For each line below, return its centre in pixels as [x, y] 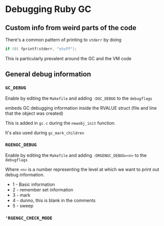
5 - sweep [23, 205]
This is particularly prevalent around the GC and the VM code [68, 58]
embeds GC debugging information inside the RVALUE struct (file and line [81, 108]
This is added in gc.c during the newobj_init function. [60, 123]
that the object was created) [34, 113]
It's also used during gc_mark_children [45, 133]
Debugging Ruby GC [48, 9]
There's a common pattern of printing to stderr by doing [63, 40]
